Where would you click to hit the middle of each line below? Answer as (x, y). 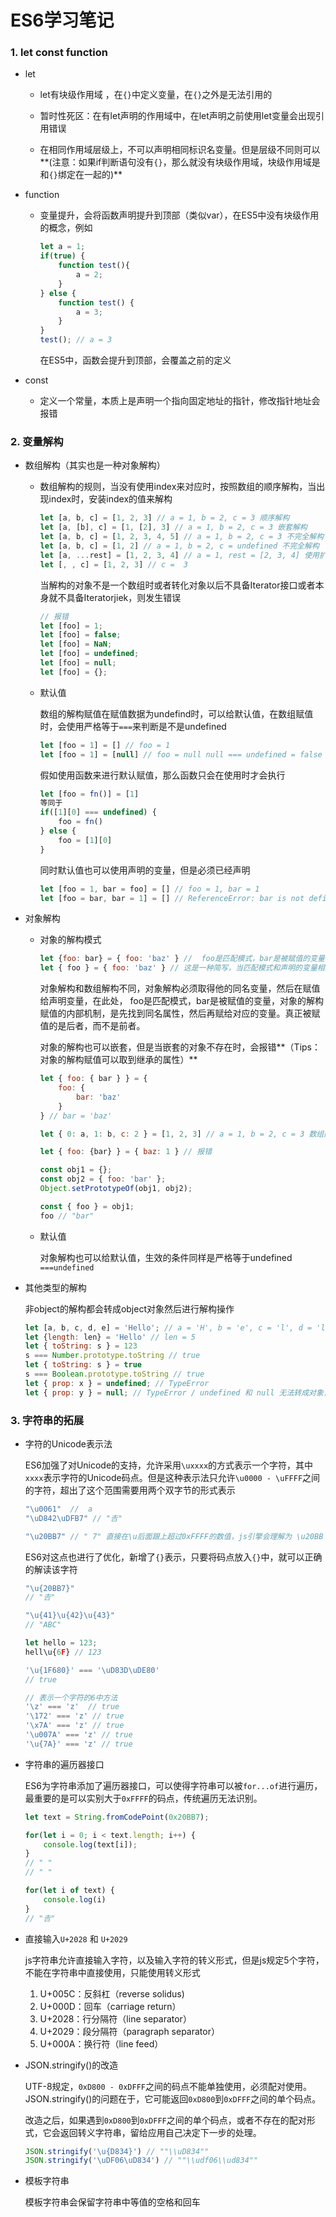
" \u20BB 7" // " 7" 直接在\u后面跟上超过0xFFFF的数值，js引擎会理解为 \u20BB (174, 1536)
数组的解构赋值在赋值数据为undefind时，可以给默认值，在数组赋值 (176, 713)
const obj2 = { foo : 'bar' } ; (103, 1179)
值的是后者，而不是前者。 (92, 1026)
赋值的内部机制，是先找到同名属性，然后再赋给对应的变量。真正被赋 (180, 1013)
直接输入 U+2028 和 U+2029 (76, 1938)
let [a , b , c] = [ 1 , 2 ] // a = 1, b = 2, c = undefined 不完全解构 (179, 546)
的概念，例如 (66, 228)
